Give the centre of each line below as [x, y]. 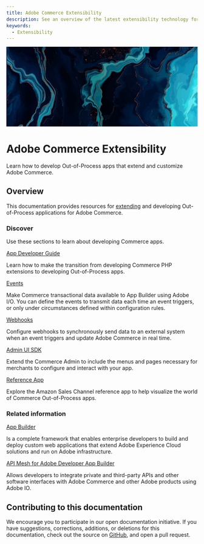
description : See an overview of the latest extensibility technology [97, 19]
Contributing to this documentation [74, 507]
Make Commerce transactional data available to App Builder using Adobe [98, 295]
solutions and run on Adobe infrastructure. [59, 452]
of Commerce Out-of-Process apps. [51, 398]
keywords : [19, 26]
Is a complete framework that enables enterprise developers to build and [97, 439]
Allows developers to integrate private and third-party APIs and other [93, 475]
